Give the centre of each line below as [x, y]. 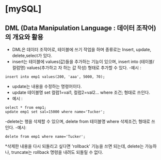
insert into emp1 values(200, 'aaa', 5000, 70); [55, 77]
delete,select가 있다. [32, 56]
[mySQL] [23, 9]
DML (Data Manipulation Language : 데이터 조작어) [81, 28]
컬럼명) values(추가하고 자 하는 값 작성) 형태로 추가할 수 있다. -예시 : [77, 68]
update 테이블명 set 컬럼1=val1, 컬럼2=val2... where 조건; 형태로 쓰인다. [81, 92]
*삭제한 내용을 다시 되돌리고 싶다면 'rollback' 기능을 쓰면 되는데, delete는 [74, 146]
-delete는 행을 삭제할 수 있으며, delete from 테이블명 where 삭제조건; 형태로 [78, 121]
